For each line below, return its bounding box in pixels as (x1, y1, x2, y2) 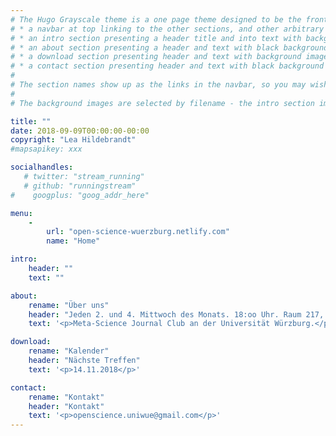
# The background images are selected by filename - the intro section (10, 98, 315, 108)
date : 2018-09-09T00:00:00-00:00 (10, 126, 150, 136)
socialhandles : (10, 162, 74, 173)
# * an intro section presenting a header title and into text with (10, 33, 302, 43)
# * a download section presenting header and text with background (10, 52, 302, 62)
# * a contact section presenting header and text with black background (10, 61, 325, 71)
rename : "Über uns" (28, 300, 110, 310)
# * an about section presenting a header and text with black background (10, 42, 329, 53)
